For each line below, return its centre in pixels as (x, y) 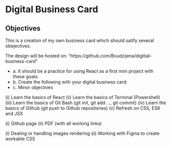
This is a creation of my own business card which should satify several (80, 40)
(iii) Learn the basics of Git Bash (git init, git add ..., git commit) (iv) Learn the (86, 103)
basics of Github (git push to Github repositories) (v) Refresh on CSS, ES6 (83, 108)
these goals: (26, 77)
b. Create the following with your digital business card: (70, 82)
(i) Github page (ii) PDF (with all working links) (54, 123)
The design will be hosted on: (36, 56)
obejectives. (18, 46)
